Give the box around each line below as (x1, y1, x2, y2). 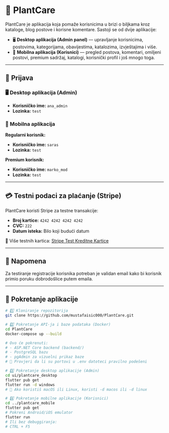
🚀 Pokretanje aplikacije (5, 295, 78, 303)
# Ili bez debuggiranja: (5, 419, 57, 424)
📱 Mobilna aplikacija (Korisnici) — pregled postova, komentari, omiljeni (12, 49, 161, 55)
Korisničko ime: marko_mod (12, 166, 68, 172)
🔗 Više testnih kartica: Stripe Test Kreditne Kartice (5, 237, 109, 243)
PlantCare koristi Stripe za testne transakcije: (5, 207, 99, 213)
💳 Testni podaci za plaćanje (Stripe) (5, 192, 122, 200)
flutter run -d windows (5, 382, 55, 387)
